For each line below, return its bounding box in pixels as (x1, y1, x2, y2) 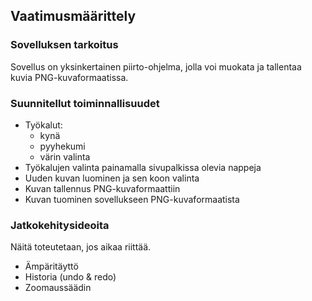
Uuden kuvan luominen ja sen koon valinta (24, 172, 200, 184)
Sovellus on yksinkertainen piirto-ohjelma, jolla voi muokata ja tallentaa (10, 60, 302, 73)
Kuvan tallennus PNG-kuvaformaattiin (24, 182, 181, 194)
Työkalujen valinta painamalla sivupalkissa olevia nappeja (24, 161, 262, 173)
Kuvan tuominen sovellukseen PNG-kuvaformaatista (24, 193, 240, 205)
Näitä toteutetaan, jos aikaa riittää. (10, 241, 152, 253)
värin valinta (39, 150, 91, 163)
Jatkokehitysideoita (10, 218, 110, 232)
